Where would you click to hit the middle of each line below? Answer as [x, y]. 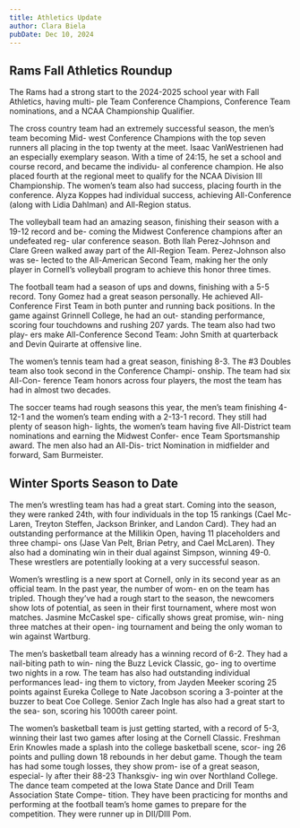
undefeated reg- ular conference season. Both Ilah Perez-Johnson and [140, 241]
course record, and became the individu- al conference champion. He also [146, 167]
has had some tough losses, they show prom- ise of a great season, [134, 766]
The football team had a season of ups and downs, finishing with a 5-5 [140, 287]
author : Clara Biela [48, 26]
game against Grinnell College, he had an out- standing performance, [137, 315]
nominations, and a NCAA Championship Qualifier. [102, 111]
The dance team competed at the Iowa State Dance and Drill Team [132, 785]
